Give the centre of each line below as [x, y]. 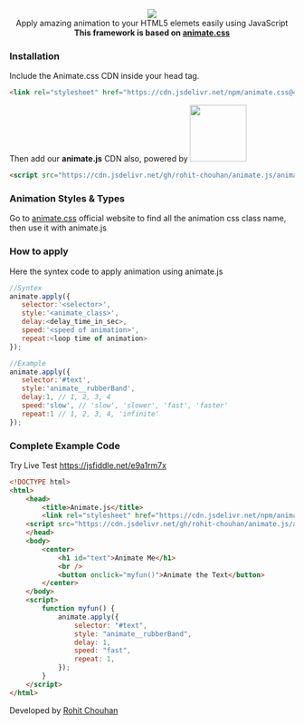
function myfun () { [79, 609]
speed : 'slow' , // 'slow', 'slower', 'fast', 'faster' [125, 406]
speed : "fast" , [102, 651]
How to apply [39, 251]
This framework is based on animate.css [152, 33]
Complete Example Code [65, 446]
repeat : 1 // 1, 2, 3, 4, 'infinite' [90, 414]
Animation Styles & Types [67, 198]
